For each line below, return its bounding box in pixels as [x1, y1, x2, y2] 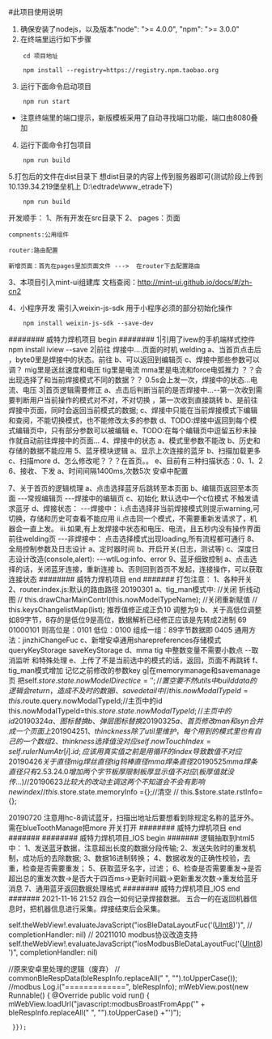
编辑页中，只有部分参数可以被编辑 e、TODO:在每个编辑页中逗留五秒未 [15, 426, 250, 435]
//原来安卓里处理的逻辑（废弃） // [8, 964, 121, 973]
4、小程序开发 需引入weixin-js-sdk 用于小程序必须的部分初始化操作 [8, 303, 233, 313]
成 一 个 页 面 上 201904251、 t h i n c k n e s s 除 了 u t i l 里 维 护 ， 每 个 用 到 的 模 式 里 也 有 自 [8, 726, 261, 735]
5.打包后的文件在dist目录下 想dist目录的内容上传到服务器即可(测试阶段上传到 [8, 172, 263, 181]
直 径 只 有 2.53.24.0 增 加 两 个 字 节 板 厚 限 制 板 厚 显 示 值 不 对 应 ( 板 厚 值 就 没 [8, 767, 235, 776]
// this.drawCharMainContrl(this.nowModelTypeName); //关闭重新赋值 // [17, 594, 257, 604]
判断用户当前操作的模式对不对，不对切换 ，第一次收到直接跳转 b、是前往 [15, 395, 258, 405]
